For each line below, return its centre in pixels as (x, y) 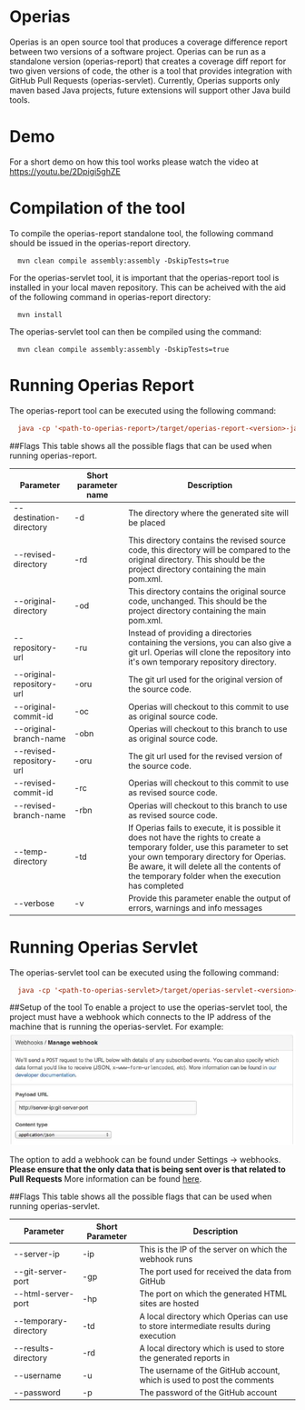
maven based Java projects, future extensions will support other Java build (150, 90)
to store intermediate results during (205, 1325)
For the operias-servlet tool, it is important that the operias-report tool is (144, 277)
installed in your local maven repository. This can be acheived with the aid (148, 287)
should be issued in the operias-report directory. (100, 243)
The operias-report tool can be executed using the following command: (143, 410)
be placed (147, 522)
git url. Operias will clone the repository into (210, 653)
